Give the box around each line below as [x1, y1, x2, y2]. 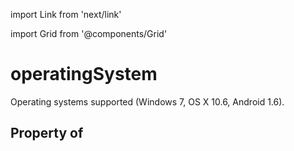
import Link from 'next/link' [10, 9, 122, 20]
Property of [10, 125, 84, 142]
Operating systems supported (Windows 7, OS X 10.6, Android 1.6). [10, 95, 285, 108]
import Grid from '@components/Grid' [10, 28, 168, 39]
